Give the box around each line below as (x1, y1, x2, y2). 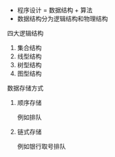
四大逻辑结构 (7, 29, 43, 37)
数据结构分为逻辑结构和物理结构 (17, 14, 108, 23)
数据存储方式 (7, 84, 43, 92)
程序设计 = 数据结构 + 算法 (17, 6, 93, 14)
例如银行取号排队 (17, 143, 66, 150)
